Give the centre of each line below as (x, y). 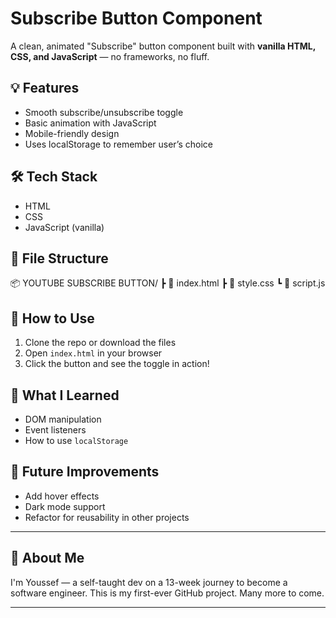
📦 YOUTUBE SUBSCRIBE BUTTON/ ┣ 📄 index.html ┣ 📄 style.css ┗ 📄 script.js (168, 283)
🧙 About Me (47, 558)
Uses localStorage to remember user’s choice (118, 144)
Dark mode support (65, 506)
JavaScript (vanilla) (64, 227)
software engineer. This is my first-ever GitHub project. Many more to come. (167, 593)
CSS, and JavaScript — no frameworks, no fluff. (110, 56)
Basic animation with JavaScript (90, 123)
